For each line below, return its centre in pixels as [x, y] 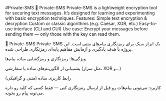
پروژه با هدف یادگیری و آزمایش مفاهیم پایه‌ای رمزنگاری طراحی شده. [69, 49]
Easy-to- [148, 23]
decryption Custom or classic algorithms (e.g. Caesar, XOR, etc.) [72, 23]
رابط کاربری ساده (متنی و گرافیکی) [38, 78]
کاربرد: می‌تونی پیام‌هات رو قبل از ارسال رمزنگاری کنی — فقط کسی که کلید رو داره [83, 88]
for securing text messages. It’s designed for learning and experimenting [80, 13]
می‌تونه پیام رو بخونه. [24, 93]
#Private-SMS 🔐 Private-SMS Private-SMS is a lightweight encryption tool [81, 8]
